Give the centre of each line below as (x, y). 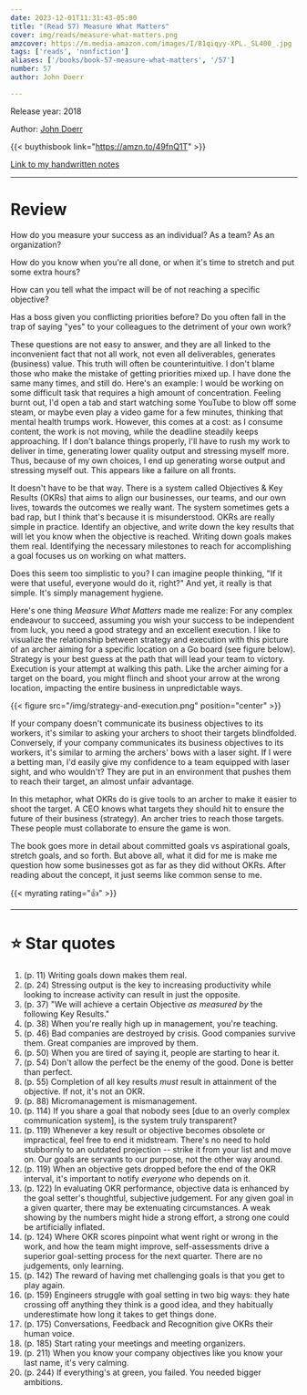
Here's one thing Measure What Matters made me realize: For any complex (152, 610)
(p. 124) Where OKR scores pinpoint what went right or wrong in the (151, 1236)
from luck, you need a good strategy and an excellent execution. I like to (146, 629)
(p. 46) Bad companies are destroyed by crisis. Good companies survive (159, 1033)
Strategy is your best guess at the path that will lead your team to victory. (148, 658)
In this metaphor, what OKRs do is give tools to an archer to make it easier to (153, 799)
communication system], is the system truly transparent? (130, 1120)
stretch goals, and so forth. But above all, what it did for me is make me (144, 855)
